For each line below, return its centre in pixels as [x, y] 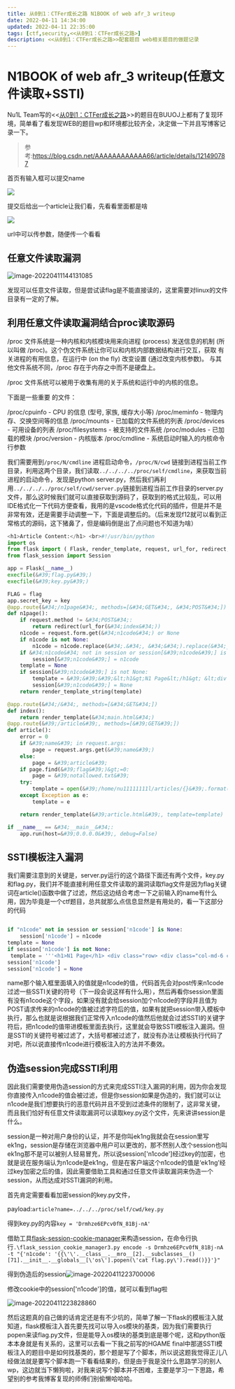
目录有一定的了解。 [35, 299]
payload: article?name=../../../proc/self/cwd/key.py [86, 1209]
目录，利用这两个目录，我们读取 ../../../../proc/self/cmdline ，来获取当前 [117, 470]
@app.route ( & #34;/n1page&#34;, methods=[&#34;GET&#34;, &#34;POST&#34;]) [117, 607]
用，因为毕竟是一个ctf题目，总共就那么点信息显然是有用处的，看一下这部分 [115, 902]
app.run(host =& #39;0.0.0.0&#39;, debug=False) [89, 833]
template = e [51, 802]
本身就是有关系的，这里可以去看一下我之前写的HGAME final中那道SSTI [115, 1344]
